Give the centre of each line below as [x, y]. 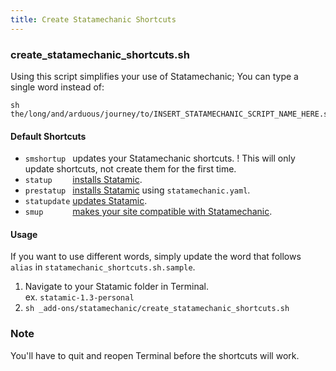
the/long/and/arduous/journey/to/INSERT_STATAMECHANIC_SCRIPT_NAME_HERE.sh [171, 114]
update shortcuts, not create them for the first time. [130, 169]
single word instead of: [57, 87]
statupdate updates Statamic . [86, 201]
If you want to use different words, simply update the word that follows [156, 257]
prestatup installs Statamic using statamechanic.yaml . [137, 190]
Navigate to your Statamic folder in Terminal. [116, 287]
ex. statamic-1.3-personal [79, 297]
